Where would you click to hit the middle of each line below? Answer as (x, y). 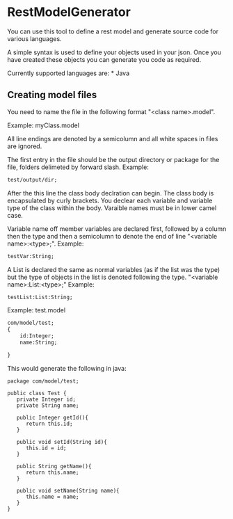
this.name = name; (52, 497)
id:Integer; (37, 336)
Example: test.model (37, 310)
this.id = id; (46, 448)
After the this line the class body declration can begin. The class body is (111, 193)
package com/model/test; (43, 381)
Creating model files (52, 95)
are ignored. (25, 146)
